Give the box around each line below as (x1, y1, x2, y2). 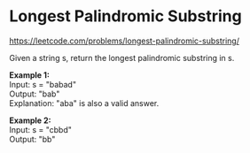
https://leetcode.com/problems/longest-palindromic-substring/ (9, 35, 239, 46)
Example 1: (9, 69, 51, 80)
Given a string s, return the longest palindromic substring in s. (9, 52, 235, 63)
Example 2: (9, 115, 51, 126)
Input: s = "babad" (9, 79, 77, 89)
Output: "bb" (9, 134, 56, 144)
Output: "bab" (9, 88, 60, 99)
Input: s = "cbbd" (9, 124, 73, 134)
